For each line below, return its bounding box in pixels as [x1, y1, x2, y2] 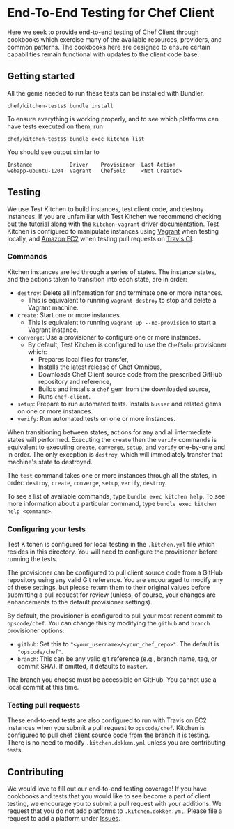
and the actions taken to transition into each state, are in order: [7, 275, 188, 283]
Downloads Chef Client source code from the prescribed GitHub [38, 370, 223, 378]
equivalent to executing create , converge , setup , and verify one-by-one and [7, 443, 225, 451]
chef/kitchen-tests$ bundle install [7, 102, 114, 109]
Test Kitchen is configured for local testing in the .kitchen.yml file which [7, 540, 215, 549]
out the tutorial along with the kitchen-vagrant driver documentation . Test [7, 220, 219, 228]
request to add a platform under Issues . [7, 814, 120, 823]
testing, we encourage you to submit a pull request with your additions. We [7, 800, 222, 808]
